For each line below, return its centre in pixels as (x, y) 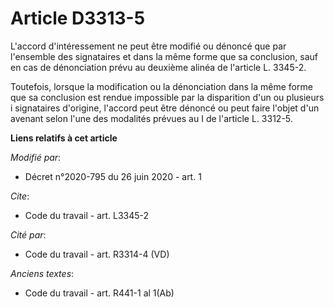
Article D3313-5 (78, 18)
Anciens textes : (42, 273)
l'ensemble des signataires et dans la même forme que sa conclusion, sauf (164, 56)
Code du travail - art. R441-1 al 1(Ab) (99, 293)
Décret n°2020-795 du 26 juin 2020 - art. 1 (113, 176)
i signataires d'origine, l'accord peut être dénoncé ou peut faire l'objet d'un (165, 108)
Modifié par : (36, 157)
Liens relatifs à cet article (64, 138)
